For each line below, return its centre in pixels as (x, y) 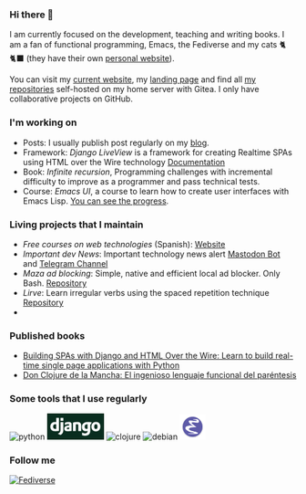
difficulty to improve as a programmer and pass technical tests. (141, 181)
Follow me (33, 460)
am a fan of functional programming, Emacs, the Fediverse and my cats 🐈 (148, 45)
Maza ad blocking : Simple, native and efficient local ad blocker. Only (151, 273)
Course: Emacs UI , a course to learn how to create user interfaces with (156, 191)
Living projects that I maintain (76, 225)
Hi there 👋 (32, 15)
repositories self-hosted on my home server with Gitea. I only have (134, 89)
